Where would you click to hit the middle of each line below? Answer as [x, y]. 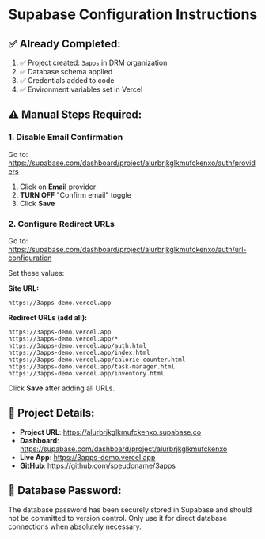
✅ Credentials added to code [67, 80]
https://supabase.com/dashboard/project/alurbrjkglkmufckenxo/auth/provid [132, 163]
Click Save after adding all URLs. [62, 388]
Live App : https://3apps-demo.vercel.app [87, 457]
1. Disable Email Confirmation [66, 138]
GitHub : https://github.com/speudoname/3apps [98, 465]
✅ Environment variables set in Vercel [81, 89]
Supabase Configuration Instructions [133, 15]
